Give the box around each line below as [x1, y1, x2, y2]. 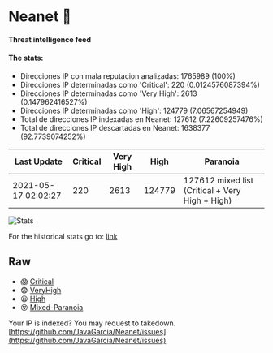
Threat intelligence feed [8, 34, 92, 44]
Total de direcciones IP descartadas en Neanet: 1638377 [19, 123, 210, 132]
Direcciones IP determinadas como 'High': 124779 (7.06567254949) [19, 105, 249, 115]
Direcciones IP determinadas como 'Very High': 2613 [19, 88, 197, 98]
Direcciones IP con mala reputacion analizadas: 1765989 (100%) [19, 71, 236, 80]
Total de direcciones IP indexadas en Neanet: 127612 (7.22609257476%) [19, 114, 264, 124]
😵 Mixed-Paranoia [19, 302, 84, 312]
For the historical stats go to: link [8, 231, 118, 241]
